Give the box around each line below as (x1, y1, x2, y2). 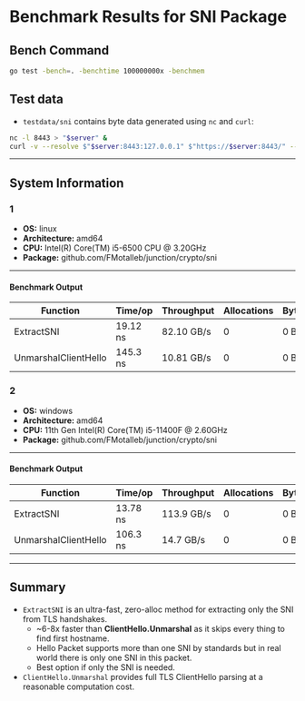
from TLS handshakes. (22, 613, 107, 624)
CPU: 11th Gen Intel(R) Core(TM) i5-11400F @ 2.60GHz (22, 424, 229, 435)
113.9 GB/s (162, 507, 212, 519)
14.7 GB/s (162, 533, 206, 546)
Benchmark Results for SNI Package (9, 6, 288, 27)
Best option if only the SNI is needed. (35, 661, 175, 673)
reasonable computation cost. (22, 681, 134, 692)
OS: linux (22, 223, 57, 234)
